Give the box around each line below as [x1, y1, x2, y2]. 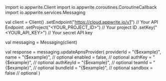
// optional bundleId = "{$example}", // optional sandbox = [33, 65, 153, 71]
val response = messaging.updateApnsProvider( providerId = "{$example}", [5, 49, 161, 55]
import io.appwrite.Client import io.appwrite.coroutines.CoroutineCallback [5, 4, 157, 10]
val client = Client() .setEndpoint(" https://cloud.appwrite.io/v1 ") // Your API [5, 19, 158, 25]
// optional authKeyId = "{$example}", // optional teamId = [33, 60, 152, 65]
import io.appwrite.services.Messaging [5, 9, 86, 15]
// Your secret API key [47, 30, 93, 35]
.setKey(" [138, 24, 157, 30]
